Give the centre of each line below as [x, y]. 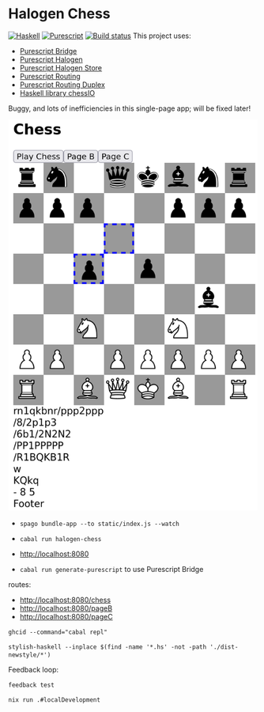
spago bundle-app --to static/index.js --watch [99, 524]
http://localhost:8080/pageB [66, 608]
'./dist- [224, 647]
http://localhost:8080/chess [65, 600]
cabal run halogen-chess [60, 540]
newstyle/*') [30, 655]
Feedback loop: [34, 670]
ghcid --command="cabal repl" [58, 632]
